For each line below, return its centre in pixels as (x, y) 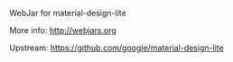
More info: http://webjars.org (63, 30)
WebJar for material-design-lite (68, 13)
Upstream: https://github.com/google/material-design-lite (116, 48)
